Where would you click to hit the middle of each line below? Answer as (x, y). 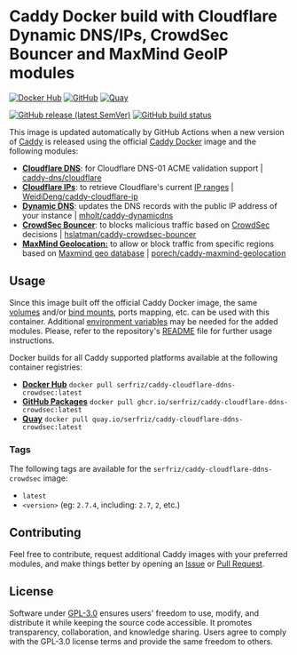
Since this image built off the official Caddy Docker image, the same (133, 302)
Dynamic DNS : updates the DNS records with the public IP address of (149, 205)
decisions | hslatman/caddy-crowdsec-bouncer (109, 234)
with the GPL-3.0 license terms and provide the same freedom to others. (141, 641)
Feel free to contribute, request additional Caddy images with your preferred (148, 554)
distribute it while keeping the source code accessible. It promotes (131, 622)
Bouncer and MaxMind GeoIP (119, 54)
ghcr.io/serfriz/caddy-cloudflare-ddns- (212, 402)
